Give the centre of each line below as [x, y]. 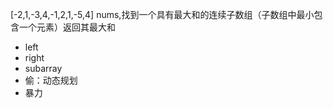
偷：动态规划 [51, 80]
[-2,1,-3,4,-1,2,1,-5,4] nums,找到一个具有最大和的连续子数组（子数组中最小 [162, 14]
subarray [43, 68]
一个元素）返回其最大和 [67, 27]
